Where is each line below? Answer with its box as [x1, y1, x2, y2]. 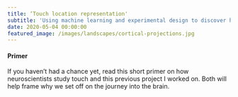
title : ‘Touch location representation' [7, 10, 129, 18]
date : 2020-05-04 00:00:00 [7, 23, 87, 30]
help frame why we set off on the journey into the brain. [7, 82, 170, 91]
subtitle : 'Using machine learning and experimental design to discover [7, 17, 227, 24]
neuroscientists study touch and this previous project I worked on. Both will [7, 75, 227, 83]
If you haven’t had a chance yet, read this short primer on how [7, 67, 189, 76]
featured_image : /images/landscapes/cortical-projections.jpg [7, 30, 195, 37]
